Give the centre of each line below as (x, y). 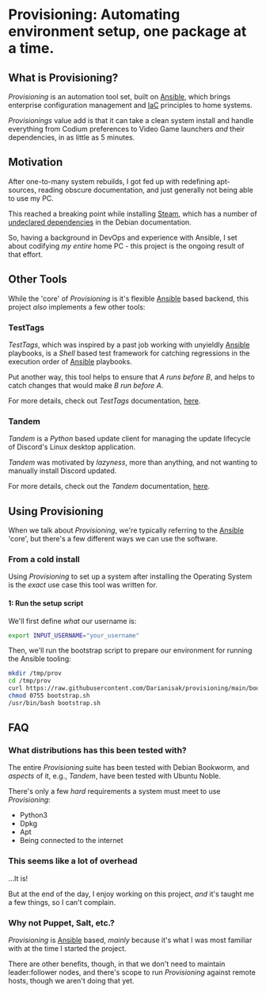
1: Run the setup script (46, 603)
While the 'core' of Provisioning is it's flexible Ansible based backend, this (129, 298)
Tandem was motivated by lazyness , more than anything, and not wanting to (133, 463)
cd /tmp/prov (30, 681)
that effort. (26, 254)
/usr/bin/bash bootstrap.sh (55, 703)
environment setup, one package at (127, 31)
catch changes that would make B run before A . (86, 385)
